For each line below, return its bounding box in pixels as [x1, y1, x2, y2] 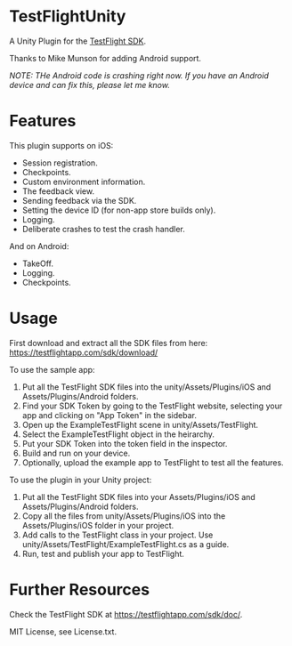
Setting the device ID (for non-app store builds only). [21, 205, 216, 215]
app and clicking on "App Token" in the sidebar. [21, 409, 198, 420]
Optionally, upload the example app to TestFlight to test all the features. [21, 456, 284, 468]
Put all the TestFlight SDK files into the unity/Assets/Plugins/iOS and [21, 381, 272, 392]
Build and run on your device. [21, 448, 131, 458]
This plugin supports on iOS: [9, 140, 114, 150]
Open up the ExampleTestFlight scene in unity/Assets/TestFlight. [21, 419, 259, 430]
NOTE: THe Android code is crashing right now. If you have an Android [9, 69, 269, 81]
